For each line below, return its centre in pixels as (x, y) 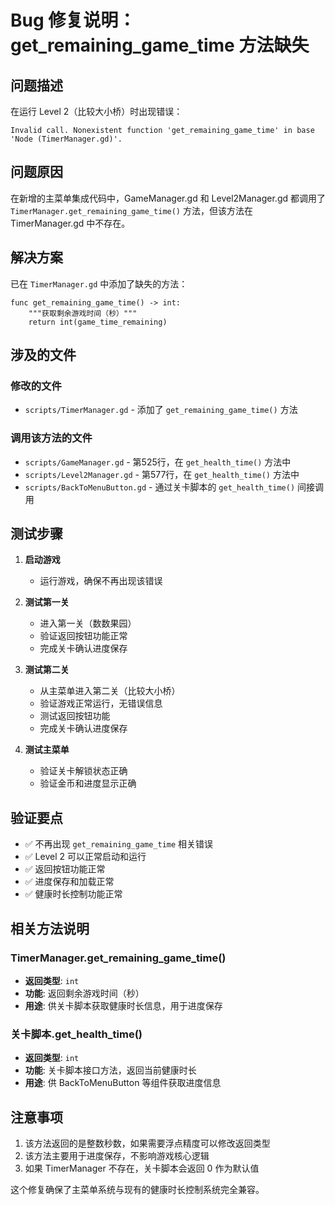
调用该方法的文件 (51, 438)
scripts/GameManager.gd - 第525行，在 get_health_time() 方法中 (158, 462)
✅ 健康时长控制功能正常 (73, 894)
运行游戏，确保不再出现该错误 (101, 581)
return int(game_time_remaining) (98, 322)
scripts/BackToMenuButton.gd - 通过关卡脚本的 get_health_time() (160, 487)
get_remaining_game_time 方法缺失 (160, 45)
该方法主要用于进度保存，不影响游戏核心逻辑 (117, 1156)
